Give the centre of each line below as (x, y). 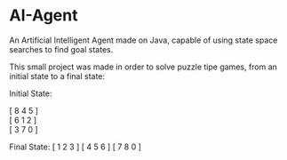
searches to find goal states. (61, 49)
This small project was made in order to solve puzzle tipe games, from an (143, 67)
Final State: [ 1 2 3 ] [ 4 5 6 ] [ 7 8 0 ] (76, 147)
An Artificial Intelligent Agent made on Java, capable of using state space (143, 40)
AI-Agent (44, 16)
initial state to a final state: (57, 76)
